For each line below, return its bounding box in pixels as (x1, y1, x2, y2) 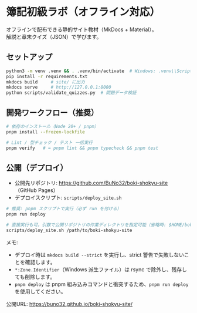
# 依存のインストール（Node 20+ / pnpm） (6, 123, 99, 129)
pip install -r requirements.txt (6, 73, 88, 79)
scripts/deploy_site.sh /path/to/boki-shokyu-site (6, 227, 133, 233)
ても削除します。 (14, 273, 56, 280)
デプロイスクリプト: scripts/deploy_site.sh (14, 194, 122, 201)
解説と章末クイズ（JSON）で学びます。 (6, 33, 102, 40)
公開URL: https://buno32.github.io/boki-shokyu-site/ (6, 300, 133, 307)
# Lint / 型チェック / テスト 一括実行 (6, 139, 93, 146)
